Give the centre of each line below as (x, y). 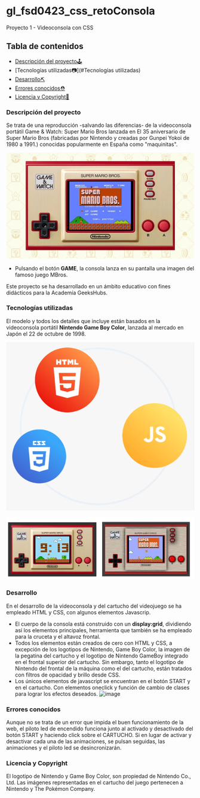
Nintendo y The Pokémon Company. (51, 789)
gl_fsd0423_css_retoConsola (81, 11)
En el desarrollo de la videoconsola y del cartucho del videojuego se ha (94, 606)
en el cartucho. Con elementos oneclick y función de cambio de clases (102, 687)
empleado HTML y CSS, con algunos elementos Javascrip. (79, 612)
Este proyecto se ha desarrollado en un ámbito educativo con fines (89, 286)
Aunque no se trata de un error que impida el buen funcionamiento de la (95, 722)
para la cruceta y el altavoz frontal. (58, 636)
